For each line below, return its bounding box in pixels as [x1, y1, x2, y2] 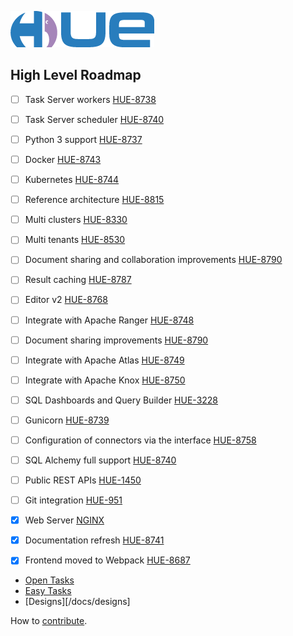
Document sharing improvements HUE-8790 [24, 334, 209, 346]
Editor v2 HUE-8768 [24, 294, 108, 306]
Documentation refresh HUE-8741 [24, 534, 165, 546]
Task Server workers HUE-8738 [24, 93, 157, 105]
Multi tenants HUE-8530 [24, 234, 126, 246]
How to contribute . [10, 615, 88, 627]
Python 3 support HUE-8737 [24, 133, 143, 145]
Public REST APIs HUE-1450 [24, 474, 142, 486]
